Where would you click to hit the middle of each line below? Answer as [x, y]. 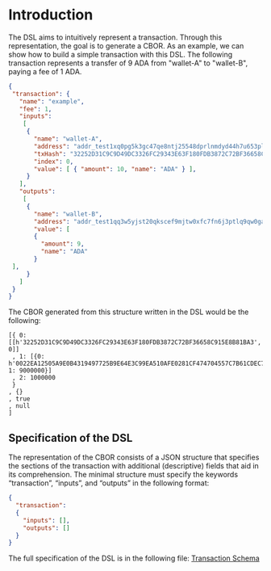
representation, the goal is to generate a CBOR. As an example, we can [126, 45]
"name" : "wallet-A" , [68, 139]
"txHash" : [50, 154]
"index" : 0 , [54, 162]
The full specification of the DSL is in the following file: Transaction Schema [134, 558]
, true [19, 399]
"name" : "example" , [52, 101]
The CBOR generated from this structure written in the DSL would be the [129, 312]
